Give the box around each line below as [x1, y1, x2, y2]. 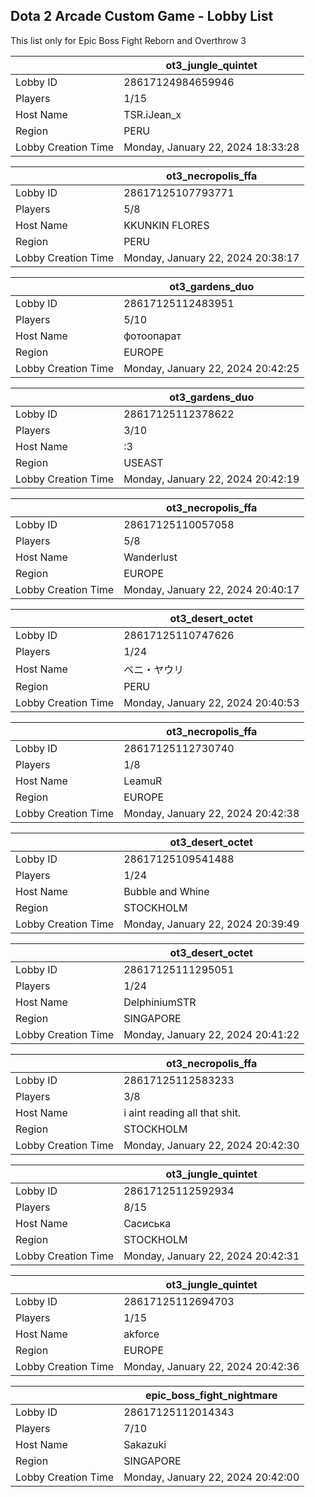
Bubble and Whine [123, 884, 210, 898]
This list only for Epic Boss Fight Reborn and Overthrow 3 [10, 34, 247, 46]
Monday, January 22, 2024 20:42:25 [123, 361, 300, 375]
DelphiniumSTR [123, 995, 197, 1009]
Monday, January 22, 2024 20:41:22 [123, 1027, 300, 1041]
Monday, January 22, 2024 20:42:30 [123, 1138, 300, 1152]
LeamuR [123, 774, 163, 788]
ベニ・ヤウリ [123, 662, 185, 676]
